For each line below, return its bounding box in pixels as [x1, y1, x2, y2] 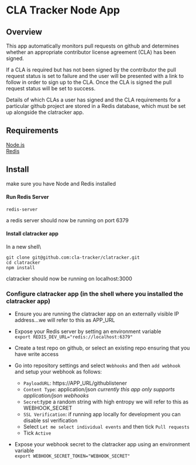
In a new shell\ [6, 243, 41, 250]
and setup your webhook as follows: [14, 368, 102, 375]
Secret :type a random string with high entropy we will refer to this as [23, 398, 189, 405]
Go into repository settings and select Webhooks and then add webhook [14, 362, 181, 369]
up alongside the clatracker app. [6, 109, 84, 116]
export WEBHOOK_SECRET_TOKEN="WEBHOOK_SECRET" [14, 453, 130, 459]
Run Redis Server [6, 194, 49, 201]
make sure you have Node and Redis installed [6, 180, 116, 187]
